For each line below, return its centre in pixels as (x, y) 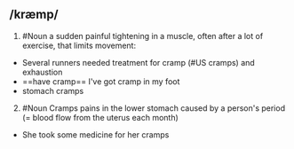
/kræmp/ (34, 15)
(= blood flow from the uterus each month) (100, 117)
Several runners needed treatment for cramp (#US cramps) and (138, 62)
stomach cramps (53, 90)
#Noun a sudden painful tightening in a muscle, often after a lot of (143, 35)
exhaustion (42, 72)
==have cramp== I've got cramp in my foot (101, 81)
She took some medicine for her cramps (95, 134)
